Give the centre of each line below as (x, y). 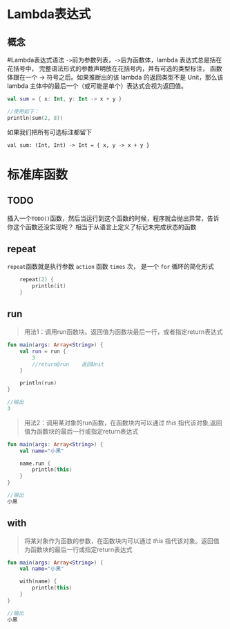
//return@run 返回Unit (68, 364)
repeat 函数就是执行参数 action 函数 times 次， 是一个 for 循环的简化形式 (111, 267)
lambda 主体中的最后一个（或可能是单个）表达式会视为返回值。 (97, 86)
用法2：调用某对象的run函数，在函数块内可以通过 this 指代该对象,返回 (123, 423)
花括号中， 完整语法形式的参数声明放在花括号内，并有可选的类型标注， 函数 (115, 69)
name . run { (35, 463)
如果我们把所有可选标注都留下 (49, 132)
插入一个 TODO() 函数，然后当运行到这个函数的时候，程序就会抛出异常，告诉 (113, 218)
